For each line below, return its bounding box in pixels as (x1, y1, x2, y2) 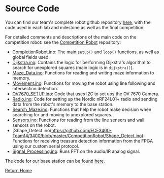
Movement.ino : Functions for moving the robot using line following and (12, 80, 156, 86)
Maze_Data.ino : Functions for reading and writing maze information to (12, 70, 154, 75)
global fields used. (12, 54, 50, 60)
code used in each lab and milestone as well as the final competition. (5, 24, 145, 30)
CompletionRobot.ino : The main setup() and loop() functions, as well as (12, 49, 159, 55)
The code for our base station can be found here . (5, 158, 105, 164)
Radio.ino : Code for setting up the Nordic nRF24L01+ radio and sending (12, 96, 158, 102)
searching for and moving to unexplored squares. (12, 111, 112, 117)
